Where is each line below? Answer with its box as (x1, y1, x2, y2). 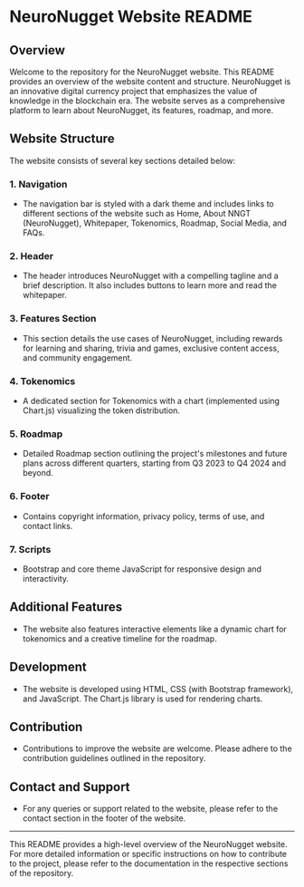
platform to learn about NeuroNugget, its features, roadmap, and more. (9, 105, 274, 115)
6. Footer (9, 490, 50, 503)
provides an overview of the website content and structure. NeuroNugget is (9, 76, 291, 87)
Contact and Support (9, 779, 130, 795)
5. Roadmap (9, 428, 63, 440)
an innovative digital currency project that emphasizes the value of (9, 86, 258, 96)
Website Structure (9, 131, 115, 147)
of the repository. (9, 868, 74, 879)
